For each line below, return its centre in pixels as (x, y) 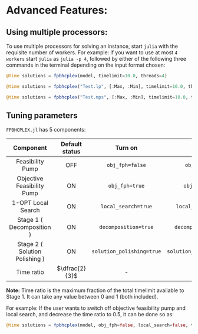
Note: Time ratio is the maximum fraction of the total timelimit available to (95, 290)
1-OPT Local (30, 203)
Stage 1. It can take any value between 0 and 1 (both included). (82, 297)
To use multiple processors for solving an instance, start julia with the (92, 46)
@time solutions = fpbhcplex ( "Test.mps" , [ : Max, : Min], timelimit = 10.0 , (97, 97)
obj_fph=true (126, 186)
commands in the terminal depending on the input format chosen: (86, 65)
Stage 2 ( (30, 244)
